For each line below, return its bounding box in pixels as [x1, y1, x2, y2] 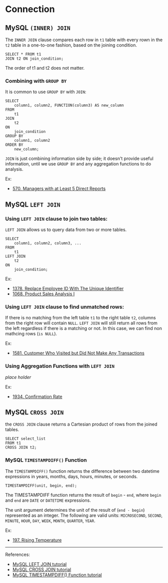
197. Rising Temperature [12, 537, 62, 543]
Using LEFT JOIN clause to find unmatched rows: [5, 303, 124, 310]
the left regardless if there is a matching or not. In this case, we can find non [5, 325, 162, 331]
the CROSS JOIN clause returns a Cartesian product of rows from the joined [5, 421, 157, 427]
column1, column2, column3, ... [14, 241, 81, 246]
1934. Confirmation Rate [12, 394, 62, 400]
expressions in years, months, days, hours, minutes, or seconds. [5, 473, 138, 479]
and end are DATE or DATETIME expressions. [5, 497, 91, 503]
